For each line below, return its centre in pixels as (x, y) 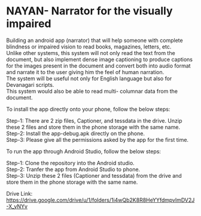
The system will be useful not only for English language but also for (89, 78)
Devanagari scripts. (30, 84)
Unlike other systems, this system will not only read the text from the (91, 53)
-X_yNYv (17, 206)
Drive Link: (19, 193)
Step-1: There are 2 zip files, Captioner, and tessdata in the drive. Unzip (94, 120)
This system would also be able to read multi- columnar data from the (92, 91)
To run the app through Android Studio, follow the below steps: (84, 151)
